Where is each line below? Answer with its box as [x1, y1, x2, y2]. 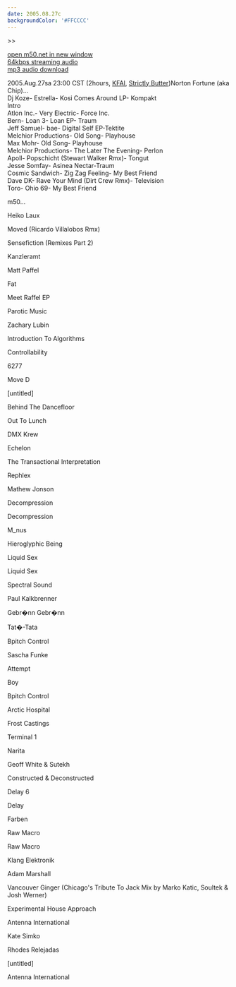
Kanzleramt [7, 252, 41, 261]
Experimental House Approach [7, 904, 97, 913]
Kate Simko [7, 931, 41, 940]
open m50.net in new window [7, 50, 93, 59]
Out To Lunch [7, 416, 47, 424]
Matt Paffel [7, 265, 39, 274]
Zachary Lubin [7, 321, 49, 329]
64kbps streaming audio [7, 57, 78, 66]
